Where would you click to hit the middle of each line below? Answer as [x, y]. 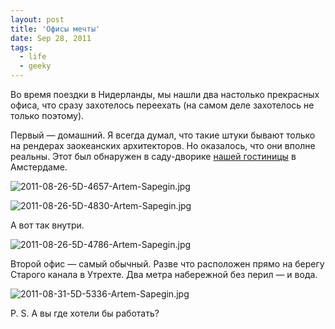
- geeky [35, 66]
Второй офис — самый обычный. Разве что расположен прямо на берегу [167, 264]
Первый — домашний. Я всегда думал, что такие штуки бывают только [163, 135]
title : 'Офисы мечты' [55, 29]
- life [33, 57]
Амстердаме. [39, 167]
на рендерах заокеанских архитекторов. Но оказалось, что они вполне [163, 145]
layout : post [37, 19]
